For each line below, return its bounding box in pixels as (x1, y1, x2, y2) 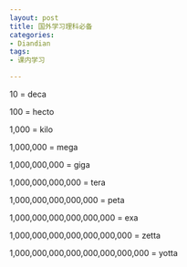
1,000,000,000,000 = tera (9, 177, 107, 188)
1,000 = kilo (9, 124, 53, 135)
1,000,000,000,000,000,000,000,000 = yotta (9, 248, 178, 258)
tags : (9, 47, 30, 56)
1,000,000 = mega (9, 142, 78, 152)
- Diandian (9, 38, 51, 48)
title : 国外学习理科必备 (9, 22, 93, 31)
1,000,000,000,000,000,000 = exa (9, 212, 139, 223)
